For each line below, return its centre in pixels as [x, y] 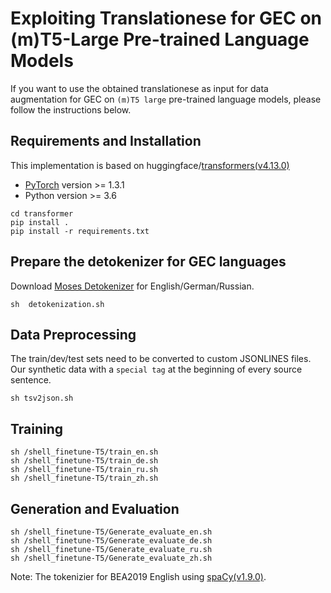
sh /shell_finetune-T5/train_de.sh [84, 461]
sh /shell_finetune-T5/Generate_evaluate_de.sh [111, 541]
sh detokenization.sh [57, 304]
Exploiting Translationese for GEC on [166, 18]
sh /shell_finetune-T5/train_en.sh [84, 452]
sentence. [31, 380]
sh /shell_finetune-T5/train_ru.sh [84, 470]
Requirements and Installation [106, 141]
